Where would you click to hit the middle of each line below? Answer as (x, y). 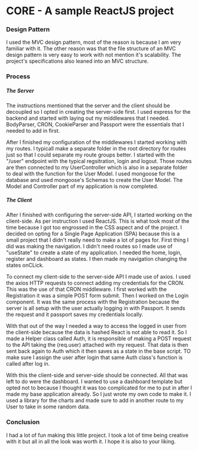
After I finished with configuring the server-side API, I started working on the (99, 215)
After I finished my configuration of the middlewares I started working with (97, 142)
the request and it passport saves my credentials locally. (75, 315)
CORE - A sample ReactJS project (90, 11)
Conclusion (23, 422)
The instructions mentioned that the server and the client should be (88, 105)
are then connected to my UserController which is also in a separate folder (97, 168)
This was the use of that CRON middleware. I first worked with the (87, 289)
